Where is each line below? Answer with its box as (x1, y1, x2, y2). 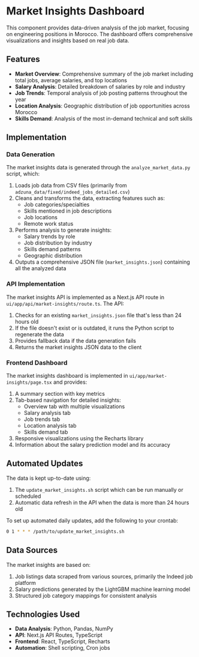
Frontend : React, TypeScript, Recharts (14, 638, 110, 645)
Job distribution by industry (23, 239, 92, 247)
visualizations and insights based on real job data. (6, 37, 129, 44)
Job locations (23, 214, 58, 221)
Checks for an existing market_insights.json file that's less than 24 (14, 311, 182, 319)
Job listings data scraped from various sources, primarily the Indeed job (14, 572, 193, 580)
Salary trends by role (23, 233, 76, 240)
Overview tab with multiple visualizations (23, 403, 125, 410)
